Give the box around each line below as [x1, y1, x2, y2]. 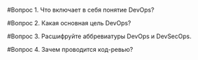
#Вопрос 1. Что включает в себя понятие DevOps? [7, 6, 155, 14]
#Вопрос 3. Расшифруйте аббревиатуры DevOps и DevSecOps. [7, 32, 192, 40]
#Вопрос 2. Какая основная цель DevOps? [7, 19, 132, 27]
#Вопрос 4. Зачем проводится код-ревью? [7, 46, 134, 53]
